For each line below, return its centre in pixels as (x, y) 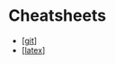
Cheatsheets (57, 16)
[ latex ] (33, 50)
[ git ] (29, 41)
